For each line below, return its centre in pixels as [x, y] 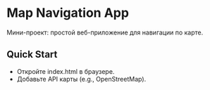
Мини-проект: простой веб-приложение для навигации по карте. [105, 32]
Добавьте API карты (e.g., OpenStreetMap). [81, 79]
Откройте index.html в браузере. [66, 71]
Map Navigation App [68, 13]
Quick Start [32, 54]
